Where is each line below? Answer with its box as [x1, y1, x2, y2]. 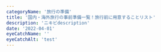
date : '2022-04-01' [6, 25, 55, 32]
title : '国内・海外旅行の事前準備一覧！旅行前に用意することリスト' [6, 14, 156, 20]
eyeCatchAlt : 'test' [6, 36, 58, 42]
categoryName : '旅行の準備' [6, 8, 72, 15]
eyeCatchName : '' [6, 31, 50, 37]
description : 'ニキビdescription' [6, 20, 90, 26]
